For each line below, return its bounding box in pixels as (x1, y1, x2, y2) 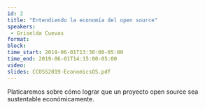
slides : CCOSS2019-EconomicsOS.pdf (7, 68, 111, 75)
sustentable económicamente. (7, 94, 94, 103)
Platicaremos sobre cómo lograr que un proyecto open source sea (7, 87, 199, 96)
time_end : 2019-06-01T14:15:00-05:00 (7, 56, 118, 62)
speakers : (7, 23, 36, 30)
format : (7, 36, 30, 43)
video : (7, 62, 27, 69)
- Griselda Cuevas (10, 29, 64, 37)
